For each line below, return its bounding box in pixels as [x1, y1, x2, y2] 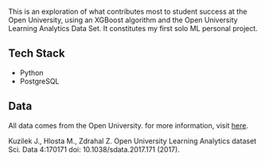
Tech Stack [8, 47, 65, 61]
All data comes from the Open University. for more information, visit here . [8, 120, 249, 130]
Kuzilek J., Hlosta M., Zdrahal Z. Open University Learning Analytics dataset [8, 135, 257, 146]
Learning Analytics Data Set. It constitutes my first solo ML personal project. [8, 24, 259, 33]
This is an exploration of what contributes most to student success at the [8, 7, 247, 16]
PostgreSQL [19, 76, 60, 86]
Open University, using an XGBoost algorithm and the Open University [8, 15, 238, 25]
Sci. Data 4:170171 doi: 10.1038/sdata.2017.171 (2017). [8, 144, 181, 154]
